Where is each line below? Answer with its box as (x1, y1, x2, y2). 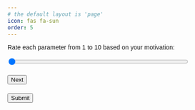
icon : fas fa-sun (7, 17, 59, 24)
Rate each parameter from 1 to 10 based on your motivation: (7, 44, 175, 51)
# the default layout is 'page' (7, 11, 104, 18)
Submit (11, 94, 30, 102)
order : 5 (7, 24, 34, 31)
